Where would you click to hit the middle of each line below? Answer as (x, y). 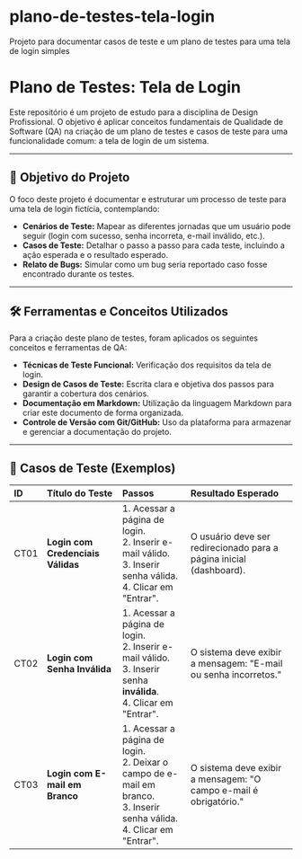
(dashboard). (218, 571)
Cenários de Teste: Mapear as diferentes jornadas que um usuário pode (156, 226)
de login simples (40, 50)
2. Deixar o (146, 763)
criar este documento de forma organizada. (103, 412)
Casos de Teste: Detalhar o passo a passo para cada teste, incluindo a (154, 245)
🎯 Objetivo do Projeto (70, 177)
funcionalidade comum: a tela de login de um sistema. (109, 140)
